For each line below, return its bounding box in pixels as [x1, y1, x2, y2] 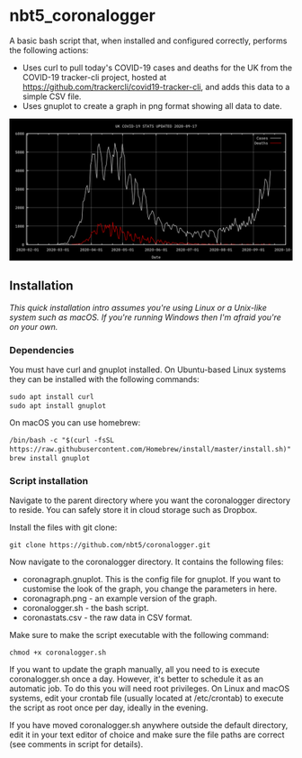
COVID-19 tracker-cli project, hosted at [22, 71, 167, 82]
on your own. [9, 321, 58, 332]
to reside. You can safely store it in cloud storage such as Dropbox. [9, 505, 258, 516]
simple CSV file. [22, 91, 82, 102]
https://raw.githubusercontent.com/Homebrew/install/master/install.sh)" [9, 445, 292, 454]
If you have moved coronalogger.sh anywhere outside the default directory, [9, 720, 289, 731]
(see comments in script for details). [9, 739, 144, 750]
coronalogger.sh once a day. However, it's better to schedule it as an [9, 673, 263, 685]
